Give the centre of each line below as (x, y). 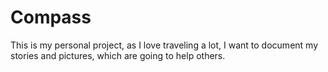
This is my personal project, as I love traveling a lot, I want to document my (164, 45)
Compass (51, 17)
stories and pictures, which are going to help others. (118, 55)
